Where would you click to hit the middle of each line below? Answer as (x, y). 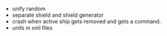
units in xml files (32, 28)
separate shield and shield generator (58, 15)
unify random (29, 9)
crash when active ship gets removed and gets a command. (87, 21)
